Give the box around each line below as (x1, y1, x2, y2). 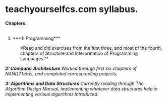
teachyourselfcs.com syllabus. (5, 4, 138, 15)
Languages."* (20, 55, 49, 61)
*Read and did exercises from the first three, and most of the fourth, (20, 45, 162, 51)
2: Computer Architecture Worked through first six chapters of (5, 65, 137, 71)
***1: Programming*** (12, 35, 61, 41)
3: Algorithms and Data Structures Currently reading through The (5, 80, 144, 86)
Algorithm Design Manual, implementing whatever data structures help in (5, 85, 158, 91)
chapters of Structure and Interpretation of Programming (20, 50, 138, 56)
